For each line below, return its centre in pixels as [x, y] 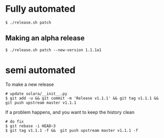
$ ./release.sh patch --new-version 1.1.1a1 [53, 50]
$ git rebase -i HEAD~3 [31, 126]
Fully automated [40, 9]
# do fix [15, 121]
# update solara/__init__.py [36, 94]
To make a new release [30, 84]
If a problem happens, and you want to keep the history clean [70, 112]
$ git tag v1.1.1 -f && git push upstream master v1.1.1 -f [72, 130]
